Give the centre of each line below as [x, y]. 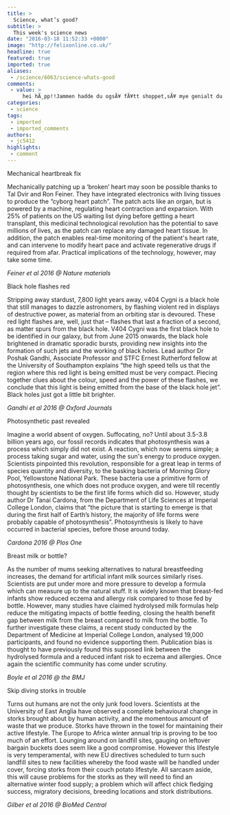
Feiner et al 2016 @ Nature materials [59, 273]
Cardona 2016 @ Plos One [45, 542]
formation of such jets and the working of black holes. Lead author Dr [105, 350]
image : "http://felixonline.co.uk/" [59, 45]
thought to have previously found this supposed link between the [99, 649]
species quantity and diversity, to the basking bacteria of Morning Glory [109, 470]
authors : [20, 135]
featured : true [29, 58]
